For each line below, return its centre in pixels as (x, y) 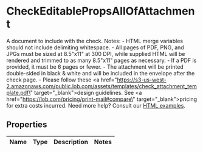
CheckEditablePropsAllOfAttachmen (101, 11)
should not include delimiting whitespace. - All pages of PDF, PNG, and (95, 47)
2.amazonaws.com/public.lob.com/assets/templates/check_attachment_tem (102, 86)
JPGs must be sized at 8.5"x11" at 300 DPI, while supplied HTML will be (96, 54)
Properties (27, 125)
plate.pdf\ (18, 92)
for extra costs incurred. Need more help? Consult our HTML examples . (96, 105)
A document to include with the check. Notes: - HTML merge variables (95, 41)
